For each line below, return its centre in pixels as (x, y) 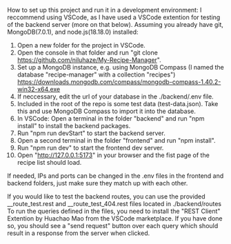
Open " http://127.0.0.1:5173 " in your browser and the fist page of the (113, 155)
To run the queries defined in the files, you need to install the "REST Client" (114, 211)
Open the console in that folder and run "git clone (88, 52)
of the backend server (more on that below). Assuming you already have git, (115, 24)
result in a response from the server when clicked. (79, 233)
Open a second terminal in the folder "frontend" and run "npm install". (116, 140)
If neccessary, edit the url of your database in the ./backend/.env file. (115, 96)
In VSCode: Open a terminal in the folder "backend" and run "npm (111, 119)
